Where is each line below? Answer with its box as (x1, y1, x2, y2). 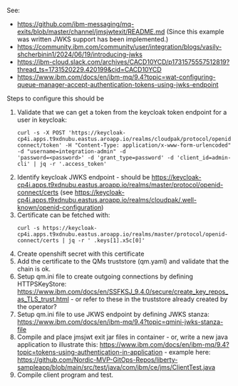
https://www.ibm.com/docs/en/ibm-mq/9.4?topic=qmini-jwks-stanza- (16, 318, 224, 326)
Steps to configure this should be (6, 94, 105, 103)
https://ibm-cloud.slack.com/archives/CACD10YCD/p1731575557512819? (16, 58, 230, 66)
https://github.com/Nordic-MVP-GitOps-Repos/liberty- (16, 355, 178, 364)
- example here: (164, 348, 211, 356)
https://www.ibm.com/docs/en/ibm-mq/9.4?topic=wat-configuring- (16, 73, 216, 81)
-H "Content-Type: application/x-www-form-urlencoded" (65, 142, 232, 149)
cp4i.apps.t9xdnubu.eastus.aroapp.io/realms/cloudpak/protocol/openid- (16, 135, 234, 142)
